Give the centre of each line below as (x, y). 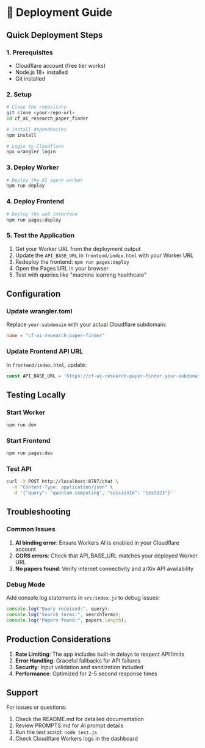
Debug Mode (26, 584)
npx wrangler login (31, 152)
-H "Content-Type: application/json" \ (63, 487)
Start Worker (26, 412)
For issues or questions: (37, 707)
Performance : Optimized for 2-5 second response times (86, 674)
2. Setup (19, 94)
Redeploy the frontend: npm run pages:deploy (72, 261)
